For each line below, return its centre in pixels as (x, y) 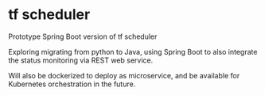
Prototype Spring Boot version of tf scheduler (83, 36)
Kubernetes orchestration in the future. (72, 84)
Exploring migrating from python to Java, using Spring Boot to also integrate (133, 51)
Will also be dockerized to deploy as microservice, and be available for (124, 75)
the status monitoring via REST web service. (81, 60)
